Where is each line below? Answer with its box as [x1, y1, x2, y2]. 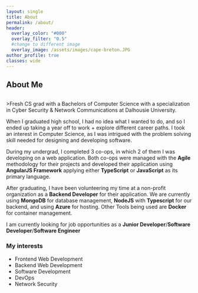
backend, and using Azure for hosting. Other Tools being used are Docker [6, 204, 187, 211]
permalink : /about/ [6, 19, 54, 25]
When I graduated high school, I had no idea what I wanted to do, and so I [6, 118, 186, 125]
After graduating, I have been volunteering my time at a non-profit [6, 185, 166, 192]
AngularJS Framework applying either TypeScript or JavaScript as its [6, 167, 178, 174]
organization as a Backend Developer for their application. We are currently [6, 191, 190, 198]
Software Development [14, 268, 71, 275]
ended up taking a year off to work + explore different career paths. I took [6, 124, 185, 131]
